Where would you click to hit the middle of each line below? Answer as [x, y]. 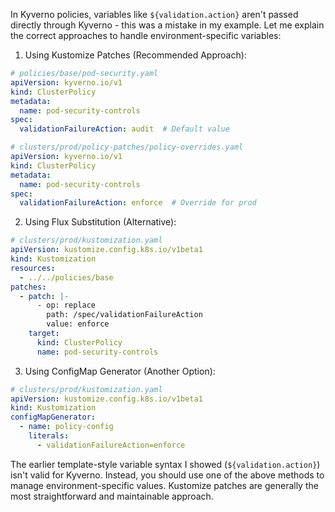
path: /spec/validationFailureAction [124, 315]
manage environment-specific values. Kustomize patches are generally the [164, 485]
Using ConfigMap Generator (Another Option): [120, 371]
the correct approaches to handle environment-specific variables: [146, 35]
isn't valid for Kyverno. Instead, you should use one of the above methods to [167, 475]
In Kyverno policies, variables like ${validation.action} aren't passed [154, 14]
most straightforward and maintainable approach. [112, 496]
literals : [49, 436]
